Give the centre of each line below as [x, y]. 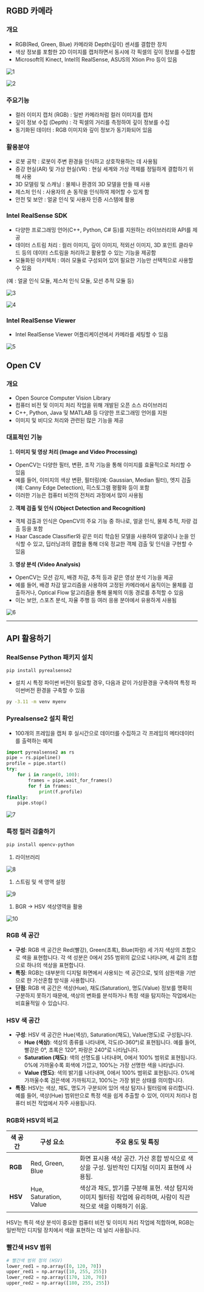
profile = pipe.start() [36, 763]
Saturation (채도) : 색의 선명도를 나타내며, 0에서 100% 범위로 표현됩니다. [110, 1058]
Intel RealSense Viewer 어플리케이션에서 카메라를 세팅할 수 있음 [92, 334]
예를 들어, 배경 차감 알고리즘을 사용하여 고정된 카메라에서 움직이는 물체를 [101, 585]
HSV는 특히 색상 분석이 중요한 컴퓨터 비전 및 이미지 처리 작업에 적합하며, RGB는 [100, 1223]
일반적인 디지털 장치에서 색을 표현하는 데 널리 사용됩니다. [73, 1230]
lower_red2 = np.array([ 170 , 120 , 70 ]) [57, 1277]
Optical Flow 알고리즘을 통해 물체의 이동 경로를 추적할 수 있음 [111, 592]
